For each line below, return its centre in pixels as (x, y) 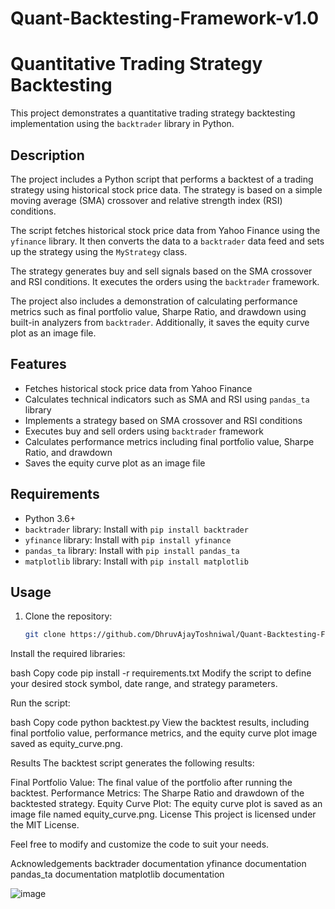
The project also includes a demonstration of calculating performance (154, 301)
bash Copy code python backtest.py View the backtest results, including (160, 723)
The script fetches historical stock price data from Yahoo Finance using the (165, 230)
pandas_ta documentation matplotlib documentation (117, 874)
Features (38, 364)
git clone (45, 635)
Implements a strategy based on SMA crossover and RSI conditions (163, 420)
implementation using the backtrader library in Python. (122, 124)
